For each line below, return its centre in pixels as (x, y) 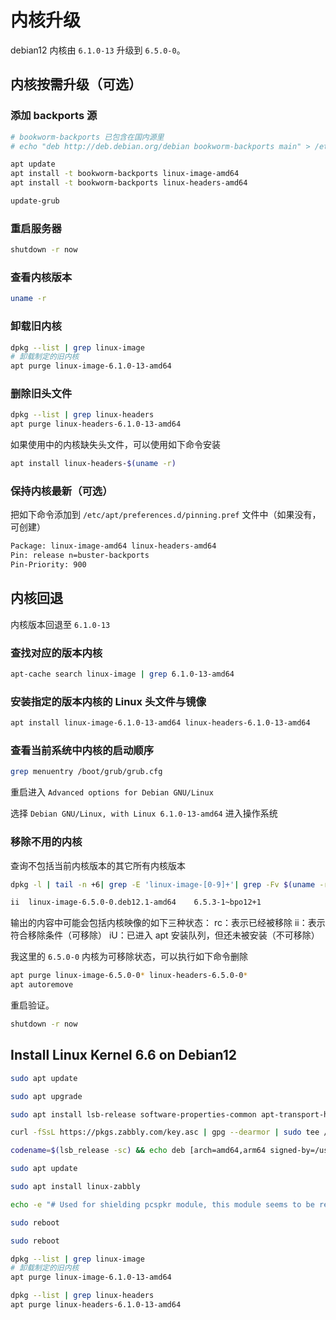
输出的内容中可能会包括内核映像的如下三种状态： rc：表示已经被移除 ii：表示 (168, 923)
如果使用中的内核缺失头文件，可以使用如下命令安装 (115, 445)
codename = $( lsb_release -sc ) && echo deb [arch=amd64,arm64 (138, 1151)
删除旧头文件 (41, 394)
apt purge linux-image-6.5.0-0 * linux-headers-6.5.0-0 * (129, 976)
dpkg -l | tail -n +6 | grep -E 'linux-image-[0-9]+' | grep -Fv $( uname (163, 884)
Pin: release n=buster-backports (80, 556)
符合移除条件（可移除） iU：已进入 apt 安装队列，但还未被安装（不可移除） (165, 935)
